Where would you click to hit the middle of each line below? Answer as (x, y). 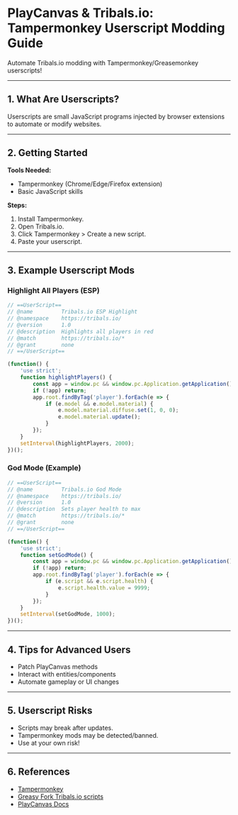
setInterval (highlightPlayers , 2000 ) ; (77, 443)
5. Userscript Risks (50, 711)
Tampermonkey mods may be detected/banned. (88, 735)
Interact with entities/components (67, 674)
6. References (39, 772)
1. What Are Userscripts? (63, 100)
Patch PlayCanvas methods (57, 666)
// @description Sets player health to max (74, 509)
